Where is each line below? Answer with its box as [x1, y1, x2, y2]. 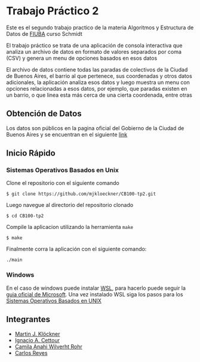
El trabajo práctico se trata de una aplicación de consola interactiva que [6, 42, 183, 49]
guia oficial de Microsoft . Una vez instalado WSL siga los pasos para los [6, 290, 183, 298]
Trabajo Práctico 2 [6, 4, 99, 18]
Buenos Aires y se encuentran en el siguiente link [6, 131, 128, 138]
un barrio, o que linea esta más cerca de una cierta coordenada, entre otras [6, 91, 192, 98]
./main [6, 257, 23, 263]
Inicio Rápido [6, 148, 56, 159]
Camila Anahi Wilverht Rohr [14, 343, 82, 350]
